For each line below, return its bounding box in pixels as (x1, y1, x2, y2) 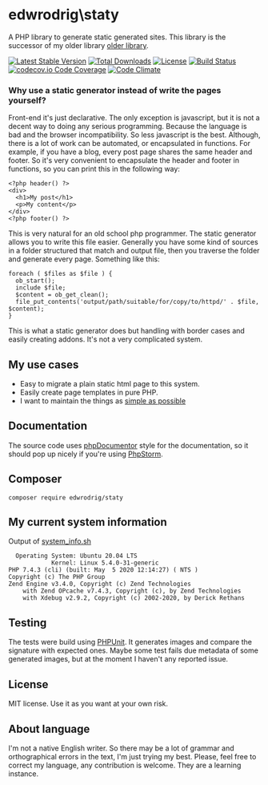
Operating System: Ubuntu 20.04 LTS (15, 552, 138, 560)
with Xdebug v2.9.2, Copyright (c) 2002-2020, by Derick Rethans (22, 594, 246, 602)
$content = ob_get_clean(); (15, 291, 110, 299)
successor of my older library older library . (8, 40, 150, 50)
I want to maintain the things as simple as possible (19, 396, 186, 406)
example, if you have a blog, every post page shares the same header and (8, 147, 253, 157)
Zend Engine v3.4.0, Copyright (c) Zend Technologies (8, 580, 192, 589)
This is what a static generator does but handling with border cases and (8, 326, 246, 336)
